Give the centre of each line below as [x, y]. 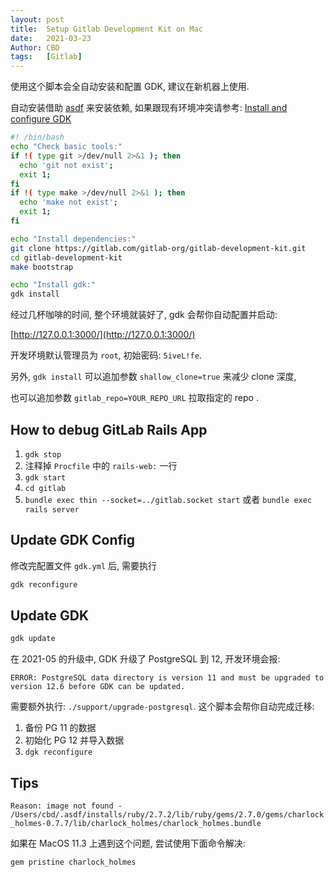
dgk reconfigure [58, 752]
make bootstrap [42, 267]
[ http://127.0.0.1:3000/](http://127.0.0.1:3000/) [103, 335]
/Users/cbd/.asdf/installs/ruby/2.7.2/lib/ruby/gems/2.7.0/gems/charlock [167, 815]
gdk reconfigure [44, 584]
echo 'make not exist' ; [68, 202]
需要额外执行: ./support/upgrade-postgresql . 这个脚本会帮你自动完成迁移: [162, 707]
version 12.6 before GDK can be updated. [98, 687]
